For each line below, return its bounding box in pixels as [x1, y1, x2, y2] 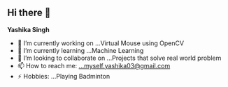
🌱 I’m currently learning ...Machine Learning [17, 46, 144, 54]
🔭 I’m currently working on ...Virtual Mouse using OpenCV [17, 39, 184, 47]
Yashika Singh [7, 25, 50, 33]
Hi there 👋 [7, 7, 51, 19]
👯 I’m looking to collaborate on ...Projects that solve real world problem [17, 54, 222, 62]
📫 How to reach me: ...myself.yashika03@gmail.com [17, 61, 171, 70]
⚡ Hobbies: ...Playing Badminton [17, 72, 111, 80]
